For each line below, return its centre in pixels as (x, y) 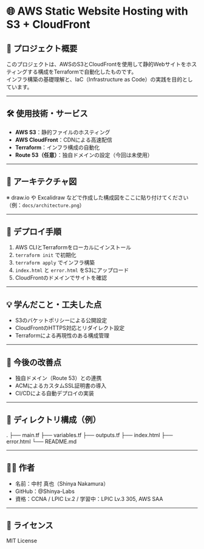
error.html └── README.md (42, 441)
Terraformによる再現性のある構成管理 (62, 336)
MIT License (22, 540)
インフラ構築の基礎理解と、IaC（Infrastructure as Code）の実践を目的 (94, 79)
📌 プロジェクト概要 (42, 48)
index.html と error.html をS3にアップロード (72, 270)
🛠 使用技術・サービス (47, 114)
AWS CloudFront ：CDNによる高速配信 (63, 140)
